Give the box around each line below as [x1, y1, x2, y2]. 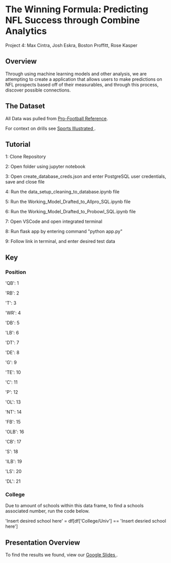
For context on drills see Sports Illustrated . [5, 125, 96, 131]
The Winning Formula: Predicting [5, 4, 149, 15]
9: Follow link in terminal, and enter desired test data [5, 238, 116, 244]
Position [5, 268, 27, 276]
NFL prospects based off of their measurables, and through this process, [5, 81, 159, 87]
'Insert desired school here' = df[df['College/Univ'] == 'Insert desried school [5, 518, 166, 524]
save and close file [5, 179, 45, 185]
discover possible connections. [5, 87, 71, 93]
